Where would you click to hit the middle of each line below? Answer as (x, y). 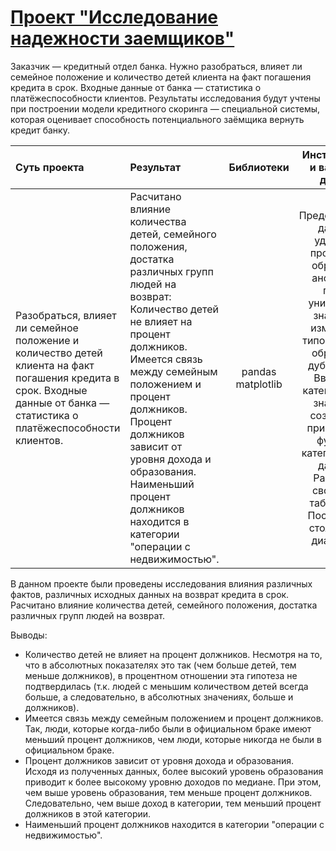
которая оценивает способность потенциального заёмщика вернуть (157, 119)
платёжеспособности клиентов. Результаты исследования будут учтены (165, 98)
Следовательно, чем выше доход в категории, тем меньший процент (173, 803)
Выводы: (29, 635)
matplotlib (259, 384)
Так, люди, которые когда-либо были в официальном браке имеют (168, 728)
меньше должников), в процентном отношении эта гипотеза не (161, 675)
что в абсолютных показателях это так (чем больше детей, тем (160, 665)
